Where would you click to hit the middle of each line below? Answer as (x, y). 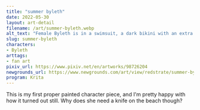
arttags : (17, 56)
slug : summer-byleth (32, 39)
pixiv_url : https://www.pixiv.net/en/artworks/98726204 (77, 67)
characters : (21, 45)
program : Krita (25, 77)
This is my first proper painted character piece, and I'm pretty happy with (96, 95)
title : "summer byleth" (36, 12)
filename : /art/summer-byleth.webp (50, 28)
